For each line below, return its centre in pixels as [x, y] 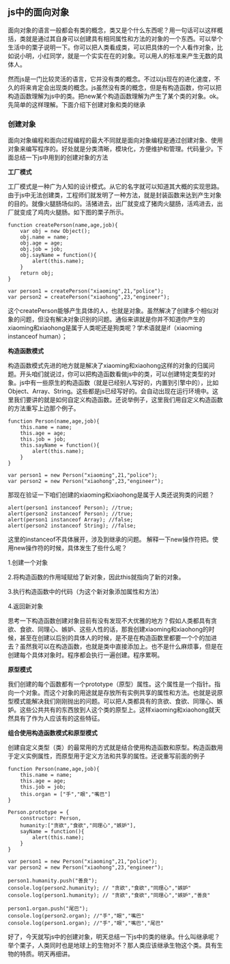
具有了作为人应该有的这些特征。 [58, 719]
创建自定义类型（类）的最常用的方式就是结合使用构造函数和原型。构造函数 [112, 747]
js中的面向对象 [39, 12]
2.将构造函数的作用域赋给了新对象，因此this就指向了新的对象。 [96, 577]
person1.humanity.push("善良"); [53, 881]
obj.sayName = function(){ [58, 256]
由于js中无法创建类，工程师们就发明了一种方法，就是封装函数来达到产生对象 [115, 195]
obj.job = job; [42, 249]
